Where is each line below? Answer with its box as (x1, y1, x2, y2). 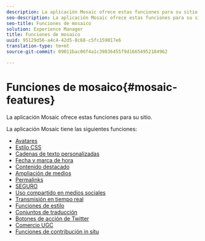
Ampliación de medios (15, 169, 71, 177)
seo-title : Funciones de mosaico (6, 20, 92, 26)
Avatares (15, 137, 38, 144)
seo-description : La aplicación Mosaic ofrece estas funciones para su (6, 15, 192, 21)
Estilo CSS (15, 143, 41, 151)
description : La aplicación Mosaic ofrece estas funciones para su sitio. (6, 9, 201, 15)
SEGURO (15, 182, 38, 190)
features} (6, 93, 56, 107)
